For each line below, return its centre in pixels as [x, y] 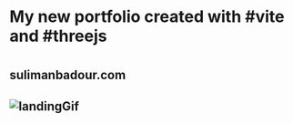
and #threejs [58, 36]
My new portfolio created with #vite [147, 17]
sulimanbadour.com [68, 75]
